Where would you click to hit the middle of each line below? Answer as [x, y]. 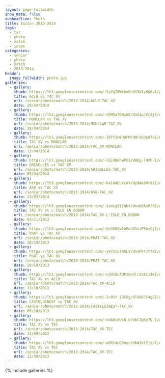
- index [17, 46]
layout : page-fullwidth [29, 10]
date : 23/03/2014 [32, 197]
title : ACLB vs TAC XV [37, 96]
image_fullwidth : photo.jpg [38, 78]
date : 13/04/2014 [32, 151]
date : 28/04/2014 [32, 106]
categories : [17, 51]
